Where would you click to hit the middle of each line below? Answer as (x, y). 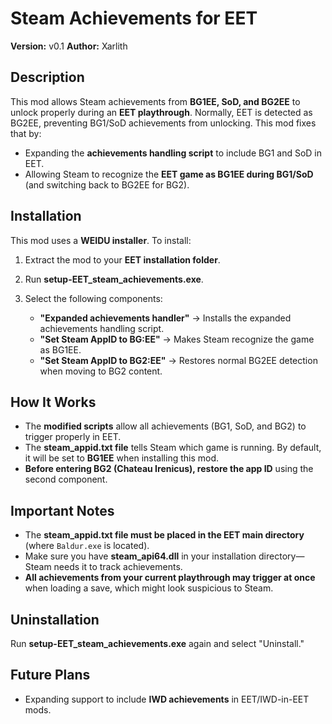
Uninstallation (55, 619)
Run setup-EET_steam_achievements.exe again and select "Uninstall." (157, 643)
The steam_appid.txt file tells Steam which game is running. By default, (173, 448)
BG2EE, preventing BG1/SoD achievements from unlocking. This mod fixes (163, 123)
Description (47, 77)
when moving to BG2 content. (101, 371)
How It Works (53, 402)
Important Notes (62, 510)
